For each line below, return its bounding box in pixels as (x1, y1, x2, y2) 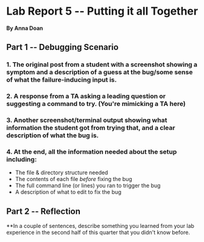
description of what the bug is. (6, 131, 99, 140)
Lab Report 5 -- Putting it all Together (6, 4, 199, 18)
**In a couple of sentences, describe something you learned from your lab (6, 222, 195, 230)
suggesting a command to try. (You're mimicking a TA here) (6, 99, 186, 108)
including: (6, 155, 37, 164)
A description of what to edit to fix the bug (15, 188, 122, 196)
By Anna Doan (6, 24, 44, 32)
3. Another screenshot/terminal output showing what (6, 116, 167, 124)
